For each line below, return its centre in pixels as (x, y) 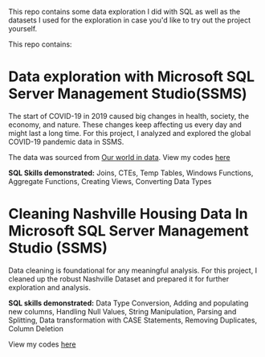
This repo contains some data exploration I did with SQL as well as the (124, 12)
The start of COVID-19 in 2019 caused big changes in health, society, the (129, 116)
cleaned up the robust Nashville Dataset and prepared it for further (119, 279)
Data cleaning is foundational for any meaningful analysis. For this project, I (133, 270)
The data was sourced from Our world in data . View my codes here (119, 157)
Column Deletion (36, 328)
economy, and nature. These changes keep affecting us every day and (125, 125)
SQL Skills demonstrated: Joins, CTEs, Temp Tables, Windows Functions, (131, 173)
